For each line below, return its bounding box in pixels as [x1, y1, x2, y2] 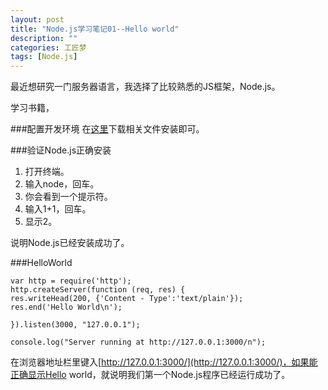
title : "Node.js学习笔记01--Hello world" [10, 24, 180, 34]
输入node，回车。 [24, 178, 100, 190]
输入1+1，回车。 [24, 203, 92, 215]
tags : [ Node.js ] [10, 52, 78, 62]
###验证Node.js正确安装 [10, 144, 112, 156]
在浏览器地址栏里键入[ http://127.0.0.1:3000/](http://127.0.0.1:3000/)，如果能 [10, 356, 318, 368]
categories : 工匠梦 [10, 42, 87, 53]
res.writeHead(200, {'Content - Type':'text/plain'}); [10, 294, 244, 304]
